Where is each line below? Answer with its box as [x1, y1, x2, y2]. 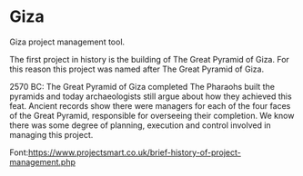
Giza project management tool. [9, 36, 126, 47]
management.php [9, 156, 76, 167]
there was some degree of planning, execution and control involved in [9, 120, 271, 131]
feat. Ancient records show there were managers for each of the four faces [9, 100, 291, 111]
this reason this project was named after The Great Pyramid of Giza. [9, 64, 265, 74]
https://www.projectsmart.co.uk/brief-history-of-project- [28, 147, 241, 158]
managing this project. [9, 129, 94, 140]
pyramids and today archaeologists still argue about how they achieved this [9, 91, 293, 102]
